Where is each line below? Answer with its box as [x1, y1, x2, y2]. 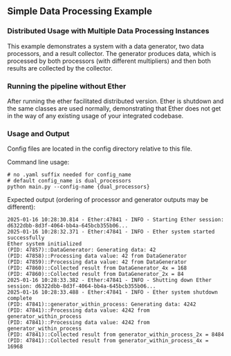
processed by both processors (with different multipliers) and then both [7, 57, 211, 65]
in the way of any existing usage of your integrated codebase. [7, 111, 184, 120]
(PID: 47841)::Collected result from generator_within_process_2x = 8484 [7, 331, 225, 338]
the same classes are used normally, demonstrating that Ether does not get [7, 104, 221, 113]
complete [7, 295, 33, 302]
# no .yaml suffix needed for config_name [7, 171, 131, 178]
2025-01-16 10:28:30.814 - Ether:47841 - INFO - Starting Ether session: [7, 216, 225, 223]
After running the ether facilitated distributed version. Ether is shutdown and [7, 97, 224, 105]
